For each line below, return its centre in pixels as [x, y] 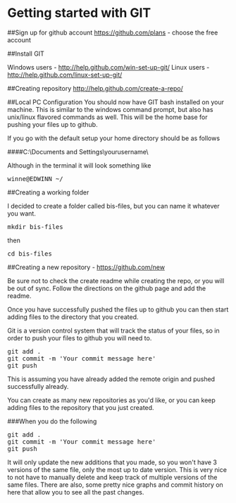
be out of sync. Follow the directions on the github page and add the [107, 288]
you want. [22, 213]
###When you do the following [52, 421]
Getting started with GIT [79, 13]
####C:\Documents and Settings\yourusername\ [78, 151]
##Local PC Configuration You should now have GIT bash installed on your [116, 102]
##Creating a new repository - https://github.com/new [86, 267]
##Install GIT [26, 54]
